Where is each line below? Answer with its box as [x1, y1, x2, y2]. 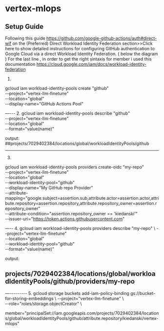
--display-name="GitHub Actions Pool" [5, 101, 84, 106]
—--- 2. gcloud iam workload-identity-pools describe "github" [5, 110, 130, 116]
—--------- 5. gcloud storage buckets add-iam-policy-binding [5, 290, 129, 296]
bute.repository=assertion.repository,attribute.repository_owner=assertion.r [5, 201, 157, 206]
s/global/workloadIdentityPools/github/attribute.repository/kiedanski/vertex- [5, 315, 159, 321]
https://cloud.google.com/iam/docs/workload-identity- [36, 62, 146, 67]
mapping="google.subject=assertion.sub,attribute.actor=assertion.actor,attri [5, 195, 159, 201]
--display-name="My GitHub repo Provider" [5, 185, 94, 190]
